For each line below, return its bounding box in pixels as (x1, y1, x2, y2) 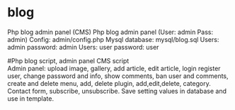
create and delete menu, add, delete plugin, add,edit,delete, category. (7, 79, 211, 87)
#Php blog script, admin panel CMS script (7, 56, 130, 65)
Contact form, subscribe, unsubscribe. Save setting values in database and (7, 87, 227, 95)
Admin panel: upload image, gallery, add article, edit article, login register (7, 64, 221, 72)
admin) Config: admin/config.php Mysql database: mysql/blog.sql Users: (7, 35, 219, 43)
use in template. (7, 94, 55, 103)
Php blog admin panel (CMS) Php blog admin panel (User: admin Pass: (7, 28, 214, 36)
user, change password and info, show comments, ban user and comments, (7, 72, 229, 80)
